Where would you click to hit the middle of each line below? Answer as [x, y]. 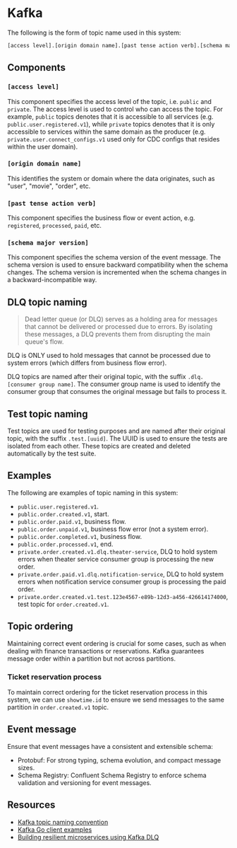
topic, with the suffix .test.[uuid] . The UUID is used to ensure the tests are [117, 438]
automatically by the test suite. [52, 453]
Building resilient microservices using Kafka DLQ [88, 837]
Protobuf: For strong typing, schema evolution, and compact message [119, 760]
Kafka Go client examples [55, 830]
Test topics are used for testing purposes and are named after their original [116, 431]
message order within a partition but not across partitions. [92, 658]
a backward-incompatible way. [52, 280]
